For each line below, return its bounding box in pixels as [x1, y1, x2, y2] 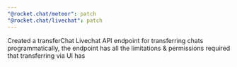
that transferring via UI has [7, 51, 86, 60]
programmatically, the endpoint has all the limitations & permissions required [7, 44, 231, 52]
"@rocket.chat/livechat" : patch [7, 17, 103, 24]
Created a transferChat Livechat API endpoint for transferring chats [7, 36, 204, 44]
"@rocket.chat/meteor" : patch [7, 10, 97, 18]
